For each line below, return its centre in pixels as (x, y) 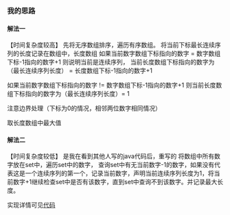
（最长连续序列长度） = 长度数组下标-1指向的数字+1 (80, 71)
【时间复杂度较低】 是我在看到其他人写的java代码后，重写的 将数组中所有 (111, 156)
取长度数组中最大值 (34, 123)
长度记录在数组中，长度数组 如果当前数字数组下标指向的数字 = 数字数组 (120, 53)
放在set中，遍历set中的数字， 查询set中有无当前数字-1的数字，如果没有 (114, 165)
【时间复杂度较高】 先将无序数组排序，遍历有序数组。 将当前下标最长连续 (111, 45)
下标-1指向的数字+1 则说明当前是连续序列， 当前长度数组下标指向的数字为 (111, 62)
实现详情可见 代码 (31, 205)
